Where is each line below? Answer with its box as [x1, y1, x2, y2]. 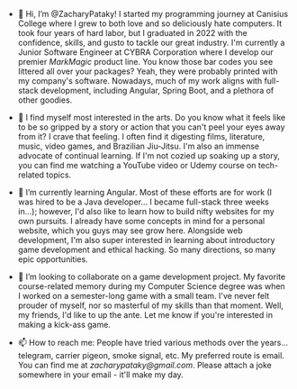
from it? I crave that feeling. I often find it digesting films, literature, [17, 131, 265, 141]
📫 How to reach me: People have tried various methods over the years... [17, 338, 289, 348]
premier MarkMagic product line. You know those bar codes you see [17, 57, 274, 67]
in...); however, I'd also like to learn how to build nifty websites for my [17, 206, 274, 216]
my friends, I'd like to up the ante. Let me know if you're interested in [17, 310, 273, 320]
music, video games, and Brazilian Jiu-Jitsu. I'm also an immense [17, 140, 260, 151]
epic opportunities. [17, 254, 88, 265]
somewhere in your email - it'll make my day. [17, 369, 184, 380]
